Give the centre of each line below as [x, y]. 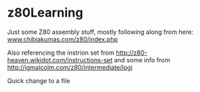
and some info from [142, 59]
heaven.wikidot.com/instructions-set [60, 59]
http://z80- [132, 53]
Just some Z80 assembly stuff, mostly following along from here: [100, 32]
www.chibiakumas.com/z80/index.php [63, 39]
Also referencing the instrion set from [61, 53]
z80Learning [45, 13]
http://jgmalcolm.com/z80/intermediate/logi [70, 67]
